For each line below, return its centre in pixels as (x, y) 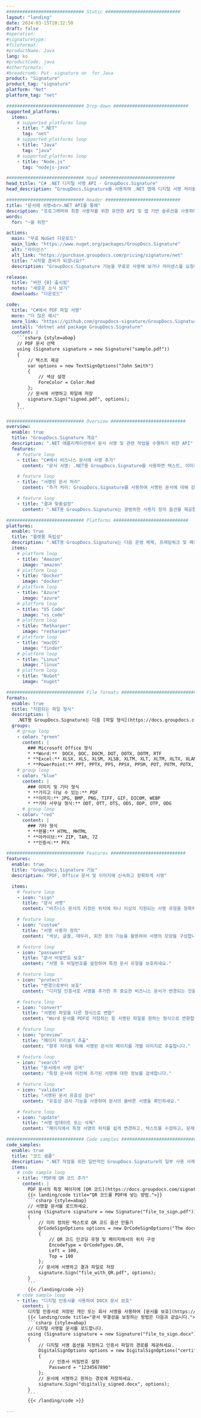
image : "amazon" (42, 565)
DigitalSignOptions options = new (81, 1351)
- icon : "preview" (40, 1035)
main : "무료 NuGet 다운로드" (44, 239)
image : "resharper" (46, 632)
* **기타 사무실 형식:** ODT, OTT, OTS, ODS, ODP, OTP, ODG (100, 804)
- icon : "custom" (39, 925)
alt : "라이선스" (29, 249)
